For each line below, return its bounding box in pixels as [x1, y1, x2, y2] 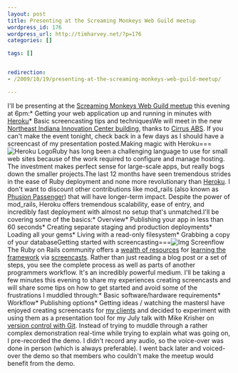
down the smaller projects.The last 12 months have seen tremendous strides [7, 169, 232, 178]
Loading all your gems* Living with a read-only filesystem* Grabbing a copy [7, 230, 230, 239]
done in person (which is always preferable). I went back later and [7, 344, 202, 352]
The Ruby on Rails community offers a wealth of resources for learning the [7, 245, 227, 254]
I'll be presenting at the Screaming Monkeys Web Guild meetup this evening [7, 101, 230, 110]
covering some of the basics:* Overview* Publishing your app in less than [7, 215, 224, 223]
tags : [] [7, 50, 33, 57]
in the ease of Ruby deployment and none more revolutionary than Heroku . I [7, 177, 230, 185]
